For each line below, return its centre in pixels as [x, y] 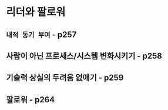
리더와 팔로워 [36, 12]
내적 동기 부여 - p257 [41, 34]
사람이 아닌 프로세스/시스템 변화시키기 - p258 [84, 56]
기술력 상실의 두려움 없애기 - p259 [65, 78]
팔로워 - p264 [31, 100]
